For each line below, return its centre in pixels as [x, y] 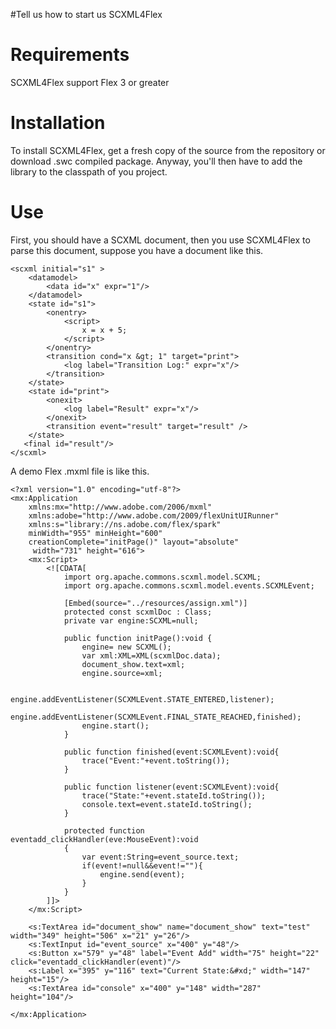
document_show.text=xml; [133, 664]
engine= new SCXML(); [126, 647]
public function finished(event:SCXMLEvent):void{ [171, 752]
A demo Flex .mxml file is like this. [80, 471]
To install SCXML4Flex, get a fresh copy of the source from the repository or [168, 150]
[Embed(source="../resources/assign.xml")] [155, 603]
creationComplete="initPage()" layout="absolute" [134, 542]
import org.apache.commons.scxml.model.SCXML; [162, 577]
